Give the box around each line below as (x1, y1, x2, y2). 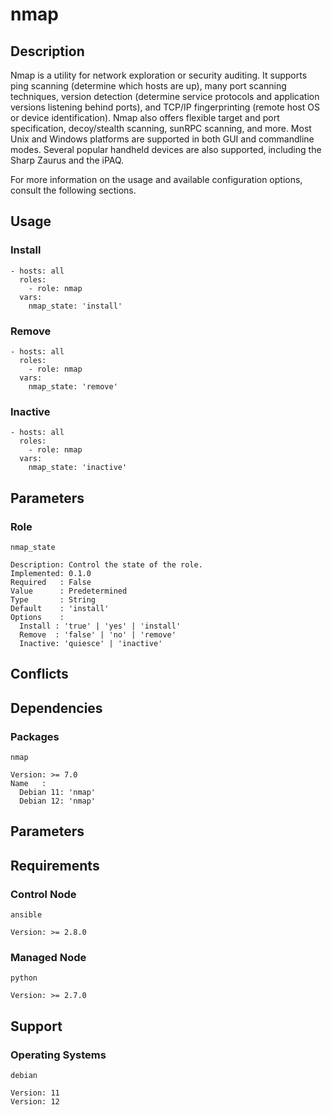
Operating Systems (10, 1048, 107, 1062)
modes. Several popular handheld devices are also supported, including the (10, 144, 322, 155)
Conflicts (10, 666, 69, 683)
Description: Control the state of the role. (10, 559, 203, 570)
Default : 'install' (10, 603, 110, 613)
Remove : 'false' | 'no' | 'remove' (19, 629, 177, 640)
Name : (10, 779, 47, 789)
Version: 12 (10, 1097, 60, 1107)
